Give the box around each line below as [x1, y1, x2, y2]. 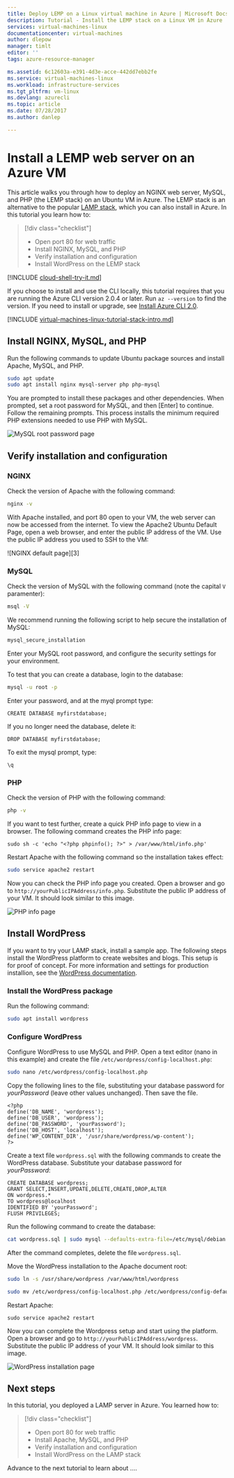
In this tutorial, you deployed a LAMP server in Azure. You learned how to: [7, 1401, 219, 1410]
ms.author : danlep [7, 114, 61, 121]
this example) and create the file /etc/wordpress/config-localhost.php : [7, 1055, 212, 1064]
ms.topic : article [7, 101, 61, 108]
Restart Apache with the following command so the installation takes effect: [7, 853, 224, 861]
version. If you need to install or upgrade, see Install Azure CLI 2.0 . [7, 301, 198, 310]
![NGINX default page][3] [7, 549, 79, 557]
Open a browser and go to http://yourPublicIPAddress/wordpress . [7, 1334, 198, 1342]
